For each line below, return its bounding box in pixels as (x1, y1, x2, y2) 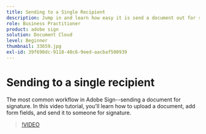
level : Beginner (6, 37, 48, 44)
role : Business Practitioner (6, 20, 81, 26)
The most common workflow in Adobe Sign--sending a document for (6, 96, 181, 103)
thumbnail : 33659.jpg (6, 44, 62, 50)
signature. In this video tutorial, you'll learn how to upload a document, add (6, 102, 196, 109)
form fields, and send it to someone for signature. (6, 109, 132, 116)
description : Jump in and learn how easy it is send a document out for (6, 15, 196, 21)
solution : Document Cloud (6, 32, 72, 38)
